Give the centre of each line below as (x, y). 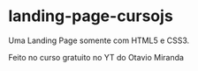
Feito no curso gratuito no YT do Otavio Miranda (96, 57)
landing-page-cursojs (91, 16)
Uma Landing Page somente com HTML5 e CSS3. (99, 40)
